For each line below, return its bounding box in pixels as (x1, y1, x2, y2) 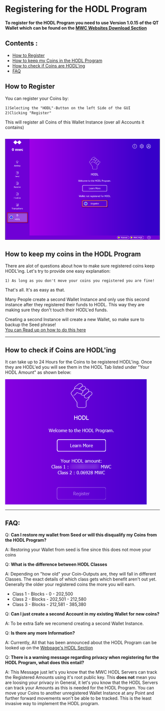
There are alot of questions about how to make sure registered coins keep (5, 263, 155, 269)
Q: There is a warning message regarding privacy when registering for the (5, 654, 160, 660)
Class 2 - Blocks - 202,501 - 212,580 (12, 596, 87, 602)
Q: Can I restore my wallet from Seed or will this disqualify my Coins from (5, 532, 157, 538)
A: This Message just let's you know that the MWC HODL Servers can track (5, 669, 158, 675)
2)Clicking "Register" (5, 110, 52, 115)
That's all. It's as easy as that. (5, 287, 65, 293)
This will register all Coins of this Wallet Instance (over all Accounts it (5, 119, 144, 125)
